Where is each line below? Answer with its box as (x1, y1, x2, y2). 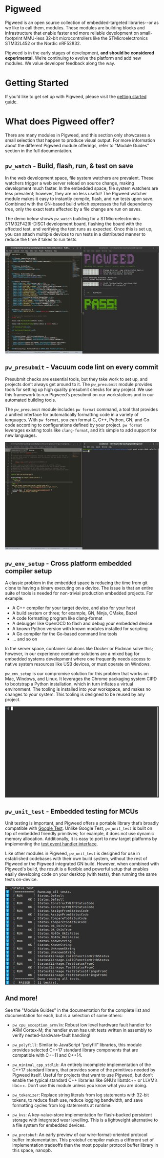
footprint (5, 35, 23, 41)
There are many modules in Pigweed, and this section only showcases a (5, 132, 150, 138)
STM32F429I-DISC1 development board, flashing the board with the (5, 221, 142, 227)
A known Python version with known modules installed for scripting (12, 626, 148, 632)
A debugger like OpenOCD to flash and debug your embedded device (12, 620, 153, 627)
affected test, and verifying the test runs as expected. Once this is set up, (5, 226, 153, 232)
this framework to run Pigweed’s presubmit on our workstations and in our (5, 391, 154, 397)
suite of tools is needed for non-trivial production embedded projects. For (5, 590, 153, 596)
